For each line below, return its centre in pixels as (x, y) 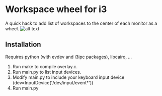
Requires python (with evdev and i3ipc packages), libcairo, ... (69, 57)
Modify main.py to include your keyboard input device (68, 77)
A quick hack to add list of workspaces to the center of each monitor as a (81, 23)
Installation (23, 45)
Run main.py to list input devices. (47, 72)
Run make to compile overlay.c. (45, 66)
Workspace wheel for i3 (56, 9)
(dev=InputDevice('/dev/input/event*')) (53, 82)
